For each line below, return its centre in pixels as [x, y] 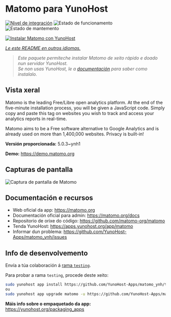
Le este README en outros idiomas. [43, 48]
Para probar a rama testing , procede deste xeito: [57, 275]
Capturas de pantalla [39, 170]
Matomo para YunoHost [57, 9]
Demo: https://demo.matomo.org [40, 154]
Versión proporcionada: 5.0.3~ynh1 [43, 143]
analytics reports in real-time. [36, 119]
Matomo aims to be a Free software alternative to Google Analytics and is [82, 128]
